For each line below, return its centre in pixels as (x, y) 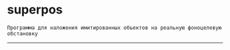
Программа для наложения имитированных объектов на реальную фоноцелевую (115, 28)
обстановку (23, 33)
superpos (35, 10)
